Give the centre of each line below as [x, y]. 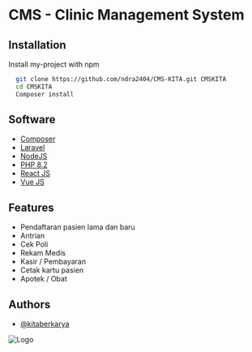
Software [32, 120]
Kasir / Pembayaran [53, 262]
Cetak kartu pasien [51, 270]
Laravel [32, 148]
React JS [35, 174]
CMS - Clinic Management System [126, 15]
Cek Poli [34, 244]
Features [31, 207]
